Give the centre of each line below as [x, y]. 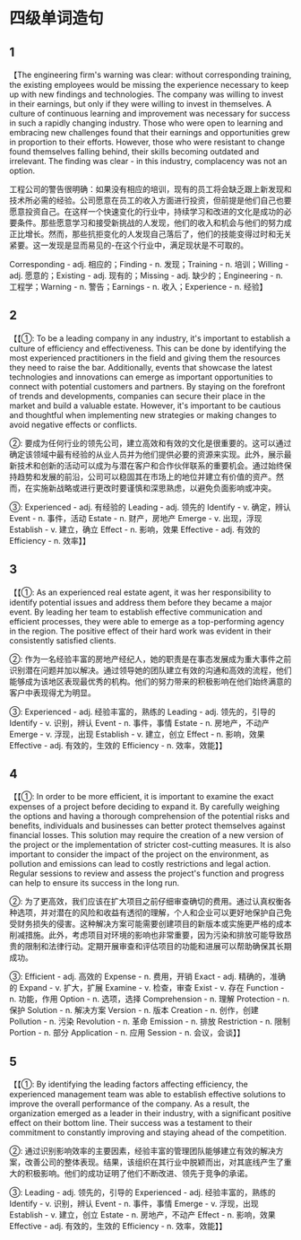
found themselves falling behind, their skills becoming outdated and [134, 152]
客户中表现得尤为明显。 [52, 693]
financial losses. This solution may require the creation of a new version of [146, 835]
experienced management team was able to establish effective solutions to [148, 1095]
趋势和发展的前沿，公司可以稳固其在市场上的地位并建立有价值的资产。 [146, 476]
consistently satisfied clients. [63, 640]
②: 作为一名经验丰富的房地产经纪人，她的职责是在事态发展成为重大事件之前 [150, 659]
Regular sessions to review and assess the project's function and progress [147, 873]
